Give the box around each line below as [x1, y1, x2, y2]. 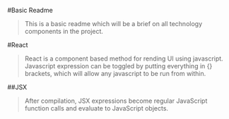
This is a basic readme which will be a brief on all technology [24, 20, 203, 27]
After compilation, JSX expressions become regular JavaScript [24, 96, 208, 105]
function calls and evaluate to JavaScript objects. [24, 104, 168, 112]
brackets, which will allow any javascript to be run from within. [24, 70, 206, 77]
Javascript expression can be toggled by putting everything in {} [24, 62, 213, 70]
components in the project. [24, 27, 104, 35]
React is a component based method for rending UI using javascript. [24, 54, 224, 63]
